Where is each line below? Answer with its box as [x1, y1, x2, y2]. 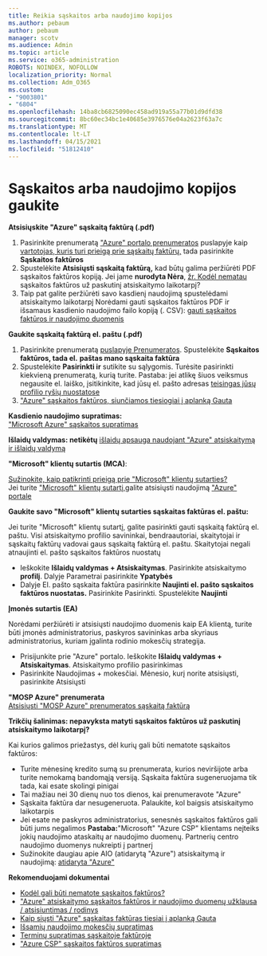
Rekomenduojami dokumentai [8, 873, 110, 883]
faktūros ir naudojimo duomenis [19, 314, 124, 323]
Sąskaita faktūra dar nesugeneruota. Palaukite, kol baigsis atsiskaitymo [19, 798, 253, 808]
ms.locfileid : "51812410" [8, 145, 94, 153]
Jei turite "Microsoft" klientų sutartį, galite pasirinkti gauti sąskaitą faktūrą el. [8, 523, 259, 532]
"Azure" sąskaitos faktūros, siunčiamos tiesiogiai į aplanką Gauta [19, 396, 233, 406]
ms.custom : [8, 85, 45, 94]
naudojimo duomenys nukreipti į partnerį [19, 840, 153, 850]
